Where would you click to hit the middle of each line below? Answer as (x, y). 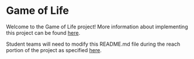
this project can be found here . (43, 32)
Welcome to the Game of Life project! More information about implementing (97, 27)
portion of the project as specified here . (54, 50)
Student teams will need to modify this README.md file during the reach (93, 44)
